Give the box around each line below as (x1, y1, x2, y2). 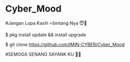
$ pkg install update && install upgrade (5, 31, 87, 38)
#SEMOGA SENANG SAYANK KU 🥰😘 (5, 51, 82, 57)
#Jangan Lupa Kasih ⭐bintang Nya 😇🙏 (5, 20, 88, 26)
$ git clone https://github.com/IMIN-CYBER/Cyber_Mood (5, 41, 125, 47)
